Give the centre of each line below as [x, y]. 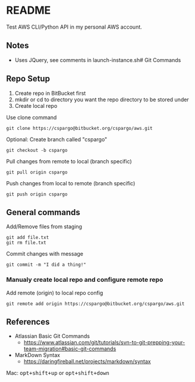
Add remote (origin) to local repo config [55, 293]
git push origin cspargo [37, 194]
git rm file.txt [26, 243]
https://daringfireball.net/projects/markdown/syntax [87, 362]
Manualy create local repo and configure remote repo [85, 279]
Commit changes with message [45, 254]
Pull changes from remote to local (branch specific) [69, 161]
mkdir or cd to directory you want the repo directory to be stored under [102, 100]
